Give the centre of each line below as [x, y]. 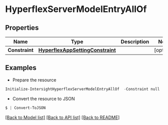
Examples [21, 68]
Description [135, 42]
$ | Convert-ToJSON [25, 108]
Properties [22, 28]
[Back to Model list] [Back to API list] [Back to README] [62, 117]
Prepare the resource [34, 80]
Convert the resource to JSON [43, 98]
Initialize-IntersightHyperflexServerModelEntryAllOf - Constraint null [82, 89]
